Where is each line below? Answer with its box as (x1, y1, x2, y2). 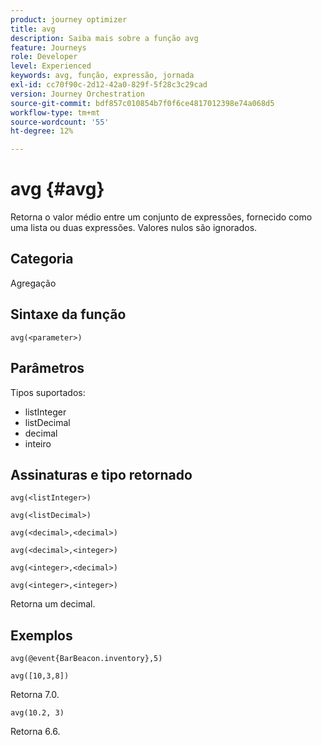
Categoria (10, 251, 74, 268)
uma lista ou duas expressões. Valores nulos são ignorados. (10, 222, 258, 234)
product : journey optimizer (10, 14, 128, 25)
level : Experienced (10, 61, 92, 71)
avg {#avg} (10, 178, 105, 201)
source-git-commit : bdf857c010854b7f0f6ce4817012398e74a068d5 (10, 98, 275, 108)
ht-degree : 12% (10, 126, 74, 136)
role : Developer (10, 52, 78, 62)
